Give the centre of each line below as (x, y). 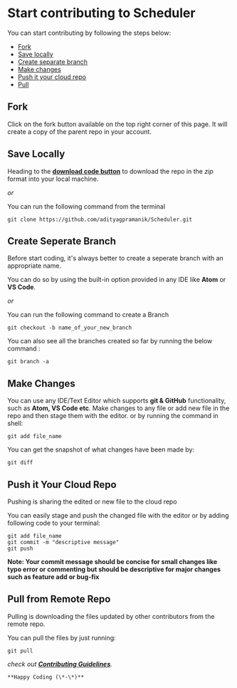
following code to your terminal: (54, 523)
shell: (15, 423)
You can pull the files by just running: (62, 637)
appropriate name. (35, 266)
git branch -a (28, 362)
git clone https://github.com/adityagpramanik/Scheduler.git (100, 219)
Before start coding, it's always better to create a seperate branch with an (116, 259)
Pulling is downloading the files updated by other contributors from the (111, 616)
